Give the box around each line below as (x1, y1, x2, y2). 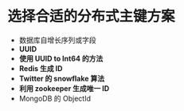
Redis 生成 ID (18, 63, 63, 73)
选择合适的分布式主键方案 (7, 7, 176, 26)
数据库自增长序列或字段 (18, 35, 96, 45)
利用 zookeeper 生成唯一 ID (18, 83, 110, 93)
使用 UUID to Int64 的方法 (18, 54, 104, 63)
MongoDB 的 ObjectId (18, 93, 91, 103)
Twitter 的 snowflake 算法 (18, 73, 105, 83)
